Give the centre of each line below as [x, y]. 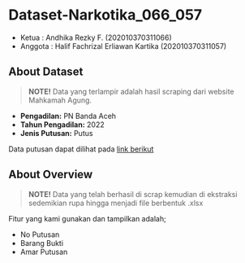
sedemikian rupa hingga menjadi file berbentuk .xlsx [116, 203]
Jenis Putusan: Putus [56, 133]
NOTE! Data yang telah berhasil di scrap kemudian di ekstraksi [133, 194]
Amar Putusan [44, 252]
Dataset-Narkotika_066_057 [105, 15]
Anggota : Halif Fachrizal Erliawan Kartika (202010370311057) [123, 46]
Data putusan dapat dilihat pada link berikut [81, 149]
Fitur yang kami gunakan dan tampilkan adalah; [87, 218]
